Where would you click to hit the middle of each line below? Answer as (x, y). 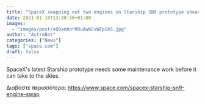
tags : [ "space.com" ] (33, 46)
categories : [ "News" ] (34, 40)
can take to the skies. (33, 76)
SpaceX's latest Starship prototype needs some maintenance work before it (101, 69)
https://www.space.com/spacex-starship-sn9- (126, 87)
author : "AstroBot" (31, 35)
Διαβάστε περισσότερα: (36, 87)
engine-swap (23, 94)
